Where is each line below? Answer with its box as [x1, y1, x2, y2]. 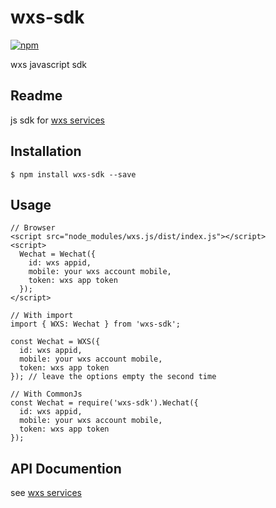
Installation [10, 143, 82, 160]
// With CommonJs [10, 389, 83, 400]
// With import [10, 311, 74, 321]
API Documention [10, 460, 122, 477]
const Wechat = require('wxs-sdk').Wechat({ [10, 398, 199, 408]
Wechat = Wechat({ [19, 249, 97, 260]
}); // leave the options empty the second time [10, 372, 217, 382]
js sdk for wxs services [10, 114, 105, 126]
